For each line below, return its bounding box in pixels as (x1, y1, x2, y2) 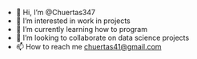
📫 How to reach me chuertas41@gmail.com (15, 42, 162, 51)
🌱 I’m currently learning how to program (15, 25, 148, 33)
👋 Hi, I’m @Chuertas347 (15, 8, 96, 17)
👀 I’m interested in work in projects (15, 16, 131, 26)
